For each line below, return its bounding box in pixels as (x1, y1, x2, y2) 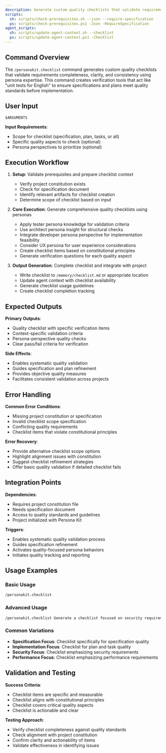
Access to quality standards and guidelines (12, 511, 100, 517)
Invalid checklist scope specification (12, 418, 86, 424)
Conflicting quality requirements (12, 424, 78, 430)
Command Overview (5, 53, 70, 62)
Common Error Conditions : (5, 403, 61, 409)
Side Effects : (5, 351, 32, 357)
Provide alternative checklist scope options (12, 448, 100, 454)
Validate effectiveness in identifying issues (12, 742, 100, 748)
